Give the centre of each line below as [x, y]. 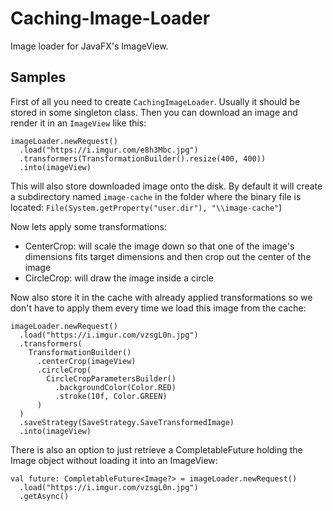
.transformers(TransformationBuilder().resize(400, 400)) [143, 158]
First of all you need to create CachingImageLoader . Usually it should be [155, 101]
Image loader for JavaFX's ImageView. [89, 46]
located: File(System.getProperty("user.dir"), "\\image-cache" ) [146, 207]
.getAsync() [44, 496]
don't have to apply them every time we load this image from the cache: [158, 308]
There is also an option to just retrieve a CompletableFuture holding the [156, 449]
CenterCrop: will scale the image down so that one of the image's [159, 246]
